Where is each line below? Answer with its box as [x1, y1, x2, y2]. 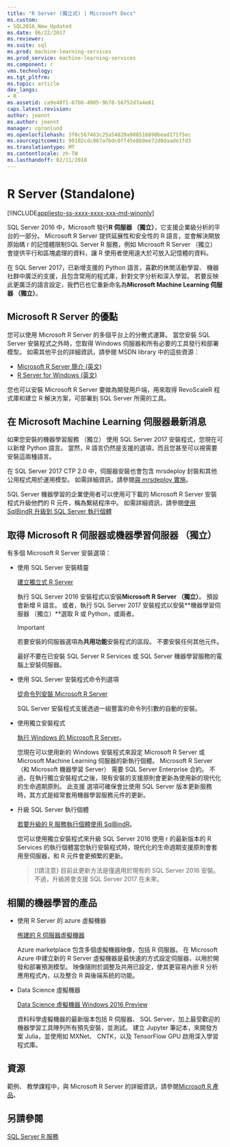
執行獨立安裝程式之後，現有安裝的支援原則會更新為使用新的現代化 [35, 774, 221, 782]
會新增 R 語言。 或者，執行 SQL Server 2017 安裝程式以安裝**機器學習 [16, 601, 215, 609]
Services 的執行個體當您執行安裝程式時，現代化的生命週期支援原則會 [16, 843, 212, 852]
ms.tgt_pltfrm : [7, 73, 51, 81]
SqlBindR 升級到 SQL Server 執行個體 [7, 507, 112, 516]
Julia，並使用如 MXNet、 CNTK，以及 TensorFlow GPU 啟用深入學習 [25, 1032, 219, 1040]
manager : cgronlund [7, 125, 63, 132]
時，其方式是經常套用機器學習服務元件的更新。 [16, 791, 149, 799]
